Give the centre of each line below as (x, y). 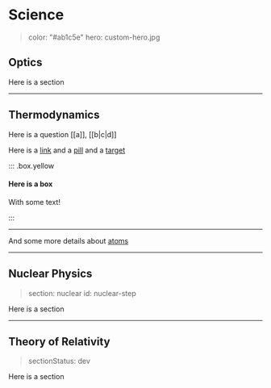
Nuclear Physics (50, 274)
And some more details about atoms (69, 240)
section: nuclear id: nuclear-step (82, 293)
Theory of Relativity (59, 342)
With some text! (34, 202)
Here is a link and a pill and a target (67, 150)
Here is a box (31, 184)
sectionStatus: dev (59, 361)
